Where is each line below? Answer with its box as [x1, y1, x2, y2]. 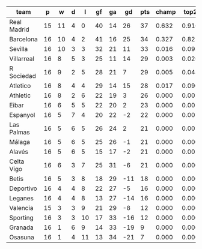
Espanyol [9, 111, 35, 119]
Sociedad [9, 72, 36, 80]
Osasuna [9, 233, 35, 241]
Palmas [9, 128, 30, 136]
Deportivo [9, 184, 37, 193]
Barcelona [9, 35, 38, 43]
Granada [9, 223, 34, 232]
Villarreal [9, 55, 35, 62]
